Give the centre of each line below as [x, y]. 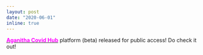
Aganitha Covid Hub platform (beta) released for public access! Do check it [101, 40]
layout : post [23, 12]
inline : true [23, 23]
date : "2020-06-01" [31, 18]
